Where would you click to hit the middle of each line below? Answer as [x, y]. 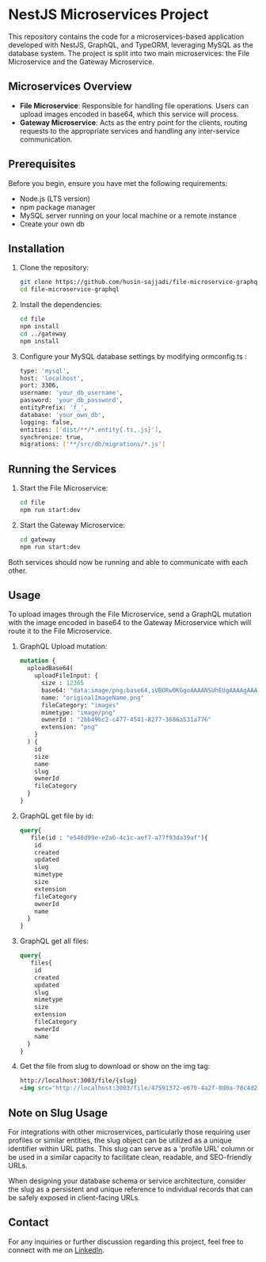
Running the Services [63, 469]
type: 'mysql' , [45, 371]
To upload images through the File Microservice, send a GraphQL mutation [130, 614]
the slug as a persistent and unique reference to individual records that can [131, 1189]
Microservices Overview [70, 87]
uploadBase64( [50, 669]
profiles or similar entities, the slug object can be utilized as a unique [120, 1140]
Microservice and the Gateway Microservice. [82, 62]
